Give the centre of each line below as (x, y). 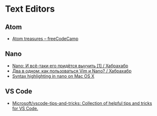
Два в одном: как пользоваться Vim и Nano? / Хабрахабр (72, 71)
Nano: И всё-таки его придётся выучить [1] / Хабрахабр (70, 66)
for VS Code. (25, 108)
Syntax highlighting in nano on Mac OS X (53, 76)
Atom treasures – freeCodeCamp (45, 39)
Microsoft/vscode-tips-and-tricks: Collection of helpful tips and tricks (82, 103)
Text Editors (30, 9)
